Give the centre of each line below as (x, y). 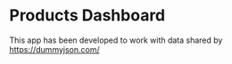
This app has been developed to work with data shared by (116, 40)
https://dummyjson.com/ (54, 49)
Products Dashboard (87, 16)
